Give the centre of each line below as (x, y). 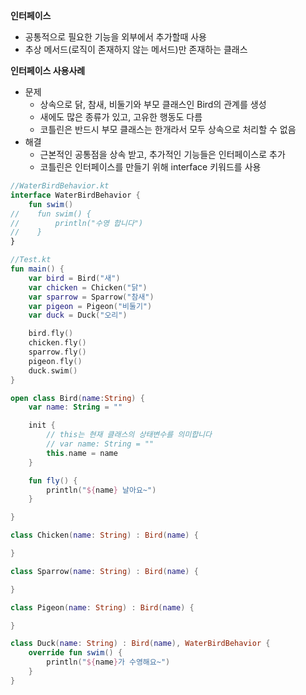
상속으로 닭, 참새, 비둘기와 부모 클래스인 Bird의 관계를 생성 (153, 104)
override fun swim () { (75, 653)
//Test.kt (31, 260)
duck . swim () (53, 370)
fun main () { (37, 269)
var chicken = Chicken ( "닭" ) (88, 287)
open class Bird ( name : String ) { (77, 398)
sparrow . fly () (57, 352)
